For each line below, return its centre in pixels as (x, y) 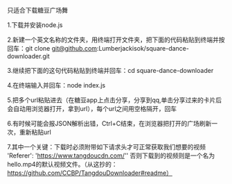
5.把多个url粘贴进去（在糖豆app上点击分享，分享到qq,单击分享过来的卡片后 (115, 100)
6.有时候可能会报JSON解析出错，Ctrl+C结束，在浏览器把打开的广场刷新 (109, 123)
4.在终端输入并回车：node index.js (56, 85)
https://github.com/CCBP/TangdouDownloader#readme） (90, 173)
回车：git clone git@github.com (52, 48)
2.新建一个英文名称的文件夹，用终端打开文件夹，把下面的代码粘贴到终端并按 (116, 40)
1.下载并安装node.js (35, 25)
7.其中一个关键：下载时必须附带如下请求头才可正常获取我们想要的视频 (107, 147)
